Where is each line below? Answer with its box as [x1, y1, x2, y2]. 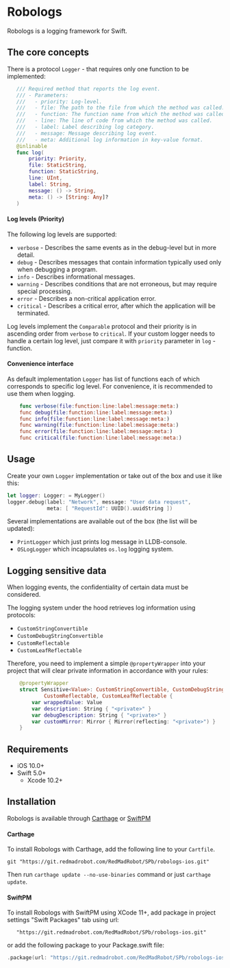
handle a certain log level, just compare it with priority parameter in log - [7, 336, 216, 345]
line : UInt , [28, 175, 63, 182]
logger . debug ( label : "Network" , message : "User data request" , [7, 498, 192, 506]
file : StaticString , [28, 162, 88, 169]
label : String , [28, 181, 72, 188]
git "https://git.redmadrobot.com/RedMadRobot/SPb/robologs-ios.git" [7, 858, 210, 865]
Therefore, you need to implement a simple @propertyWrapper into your [7, 659, 206, 668]
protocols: [7, 611, 36, 619]
